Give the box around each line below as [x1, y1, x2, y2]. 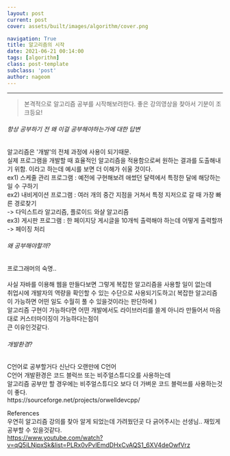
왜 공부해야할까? [7, 241, 51, 250]
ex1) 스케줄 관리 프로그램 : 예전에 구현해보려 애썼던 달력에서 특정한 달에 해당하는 [7, 173, 221, 182]
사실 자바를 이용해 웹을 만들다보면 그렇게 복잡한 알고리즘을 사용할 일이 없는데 [7, 280, 212, 288]
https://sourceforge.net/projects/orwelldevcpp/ [7, 396, 140, 405]
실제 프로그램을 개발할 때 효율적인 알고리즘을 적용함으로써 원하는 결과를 [7, 156, 197, 165]
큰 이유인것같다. [7, 323, 50, 331]
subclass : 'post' [7, 67, 57, 74]
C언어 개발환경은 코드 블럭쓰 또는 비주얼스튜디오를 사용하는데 [7, 371, 171, 379]
